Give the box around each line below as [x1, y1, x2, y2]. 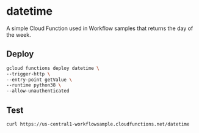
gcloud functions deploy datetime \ [6, 65, 99, 71]
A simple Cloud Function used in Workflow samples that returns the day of [6, 25, 194, 32]
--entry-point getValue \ [6, 77, 72, 83]
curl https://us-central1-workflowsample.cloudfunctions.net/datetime [6, 121, 190, 127]
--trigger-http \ [6, 70, 51, 77]
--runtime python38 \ [6, 82, 62, 88]
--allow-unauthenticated [6, 88, 70, 94]
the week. [6, 31, 32, 38]
